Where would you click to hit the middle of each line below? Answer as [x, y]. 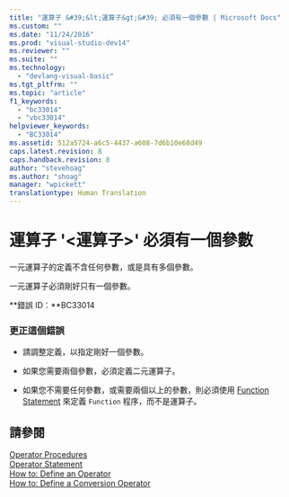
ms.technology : [38, 68]
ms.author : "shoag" [46, 176]
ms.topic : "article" [48, 93]
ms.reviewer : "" [39, 51]
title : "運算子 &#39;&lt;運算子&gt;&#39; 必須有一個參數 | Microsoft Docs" [145, 18]
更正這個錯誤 [37, 331]
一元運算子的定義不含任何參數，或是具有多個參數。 [104, 267]
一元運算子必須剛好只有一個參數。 [72, 286]
